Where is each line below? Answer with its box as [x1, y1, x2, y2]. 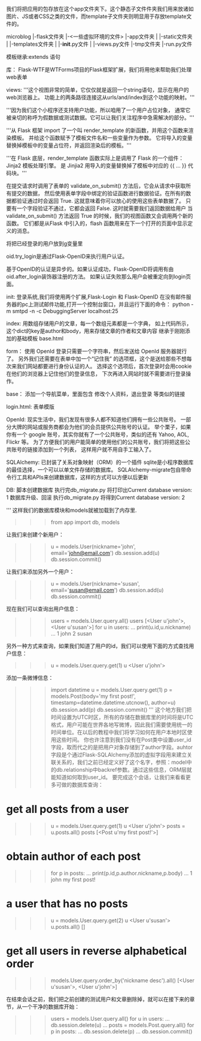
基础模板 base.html [16, 335, 64, 342]
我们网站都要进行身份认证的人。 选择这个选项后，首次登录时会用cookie [16, 362, 192, 370]
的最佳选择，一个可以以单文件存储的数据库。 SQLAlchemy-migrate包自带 [6, 466, 187, 473]
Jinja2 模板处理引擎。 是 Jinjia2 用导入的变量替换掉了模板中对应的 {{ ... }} [6, 162, 187, 169]
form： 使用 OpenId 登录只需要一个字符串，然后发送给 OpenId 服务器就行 [6, 347, 187, 355]
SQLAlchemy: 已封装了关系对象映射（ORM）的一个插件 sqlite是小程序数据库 [6, 458, 194, 466]
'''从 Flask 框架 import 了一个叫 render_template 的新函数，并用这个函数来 [6, 127, 188, 134]
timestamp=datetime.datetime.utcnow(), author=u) [50, 699, 176, 706]
